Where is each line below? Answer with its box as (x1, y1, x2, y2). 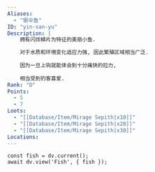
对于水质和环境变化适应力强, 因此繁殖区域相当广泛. (20, 49, 149, 56)
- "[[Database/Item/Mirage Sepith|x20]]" (13, 120, 136, 127)
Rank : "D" (7, 81, 36, 88)
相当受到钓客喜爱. (20, 75, 65, 82)
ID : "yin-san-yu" (7, 23, 58, 30)
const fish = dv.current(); (7, 152, 89, 159)
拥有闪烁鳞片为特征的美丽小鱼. (20, 36, 96, 43)
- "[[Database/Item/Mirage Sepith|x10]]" (13, 114, 136, 121)
